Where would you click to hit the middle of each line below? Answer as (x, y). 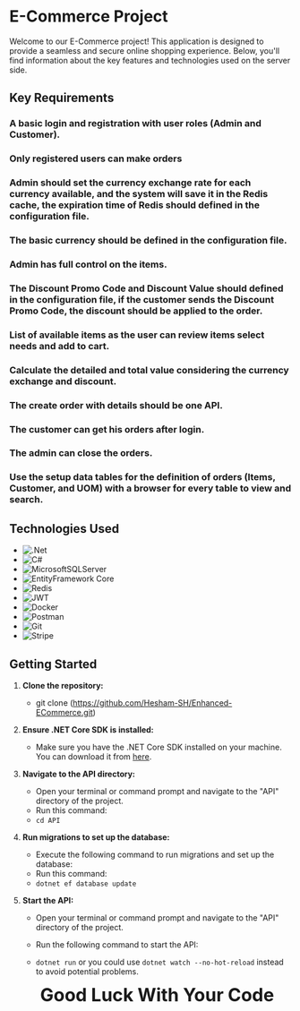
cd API (48, 821)
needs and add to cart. (60, 346)
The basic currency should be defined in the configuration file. (148, 241)
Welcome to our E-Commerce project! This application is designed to (137, 41)
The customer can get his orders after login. (107, 429)
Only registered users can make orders (96, 159)
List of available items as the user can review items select (137, 335)
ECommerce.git (64, 713)
